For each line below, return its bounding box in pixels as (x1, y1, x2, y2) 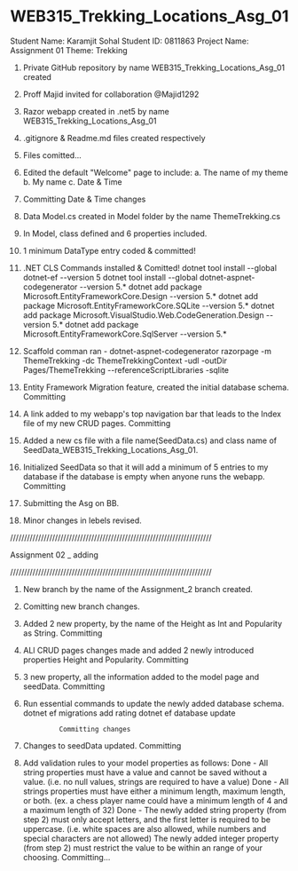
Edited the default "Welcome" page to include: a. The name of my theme (22, 167, 289, 178)
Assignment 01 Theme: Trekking (10, 44, 128, 55)
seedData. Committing (22, 681, 106, 692)
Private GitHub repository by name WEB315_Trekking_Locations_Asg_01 (22, 62, 286, 73)
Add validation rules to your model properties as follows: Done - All (22, 757, 269, 768)
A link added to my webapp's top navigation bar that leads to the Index (22, 408, 282, 419)
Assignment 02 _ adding (10, 549, 98, 560)
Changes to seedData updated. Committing (22, 740, 182, 751)
